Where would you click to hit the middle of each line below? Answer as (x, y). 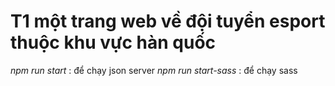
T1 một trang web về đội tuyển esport (168, 21)
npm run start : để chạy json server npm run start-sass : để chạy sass (154, 70)
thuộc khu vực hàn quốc (113, 42)
